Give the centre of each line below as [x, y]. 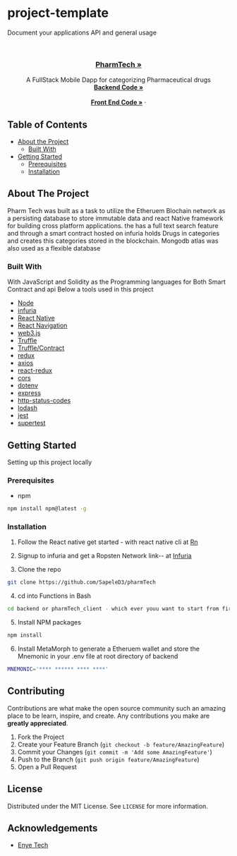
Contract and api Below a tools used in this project [80, 289]
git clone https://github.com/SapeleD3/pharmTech [82, 583]
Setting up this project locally [50, 462]
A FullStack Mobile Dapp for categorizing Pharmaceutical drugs [119, 80]
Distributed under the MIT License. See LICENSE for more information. [108, 806]
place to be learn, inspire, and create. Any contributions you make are [109, 716]
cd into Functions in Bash [54, 596]
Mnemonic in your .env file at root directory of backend [98, 656]
